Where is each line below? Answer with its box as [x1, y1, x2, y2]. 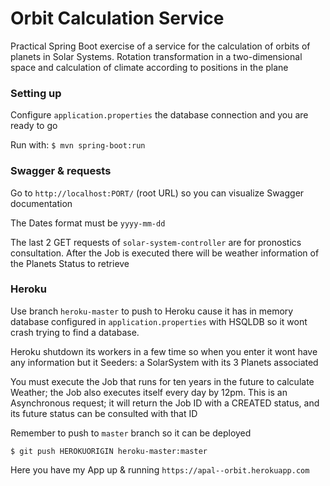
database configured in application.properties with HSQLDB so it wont [10, 315, 308, 327]
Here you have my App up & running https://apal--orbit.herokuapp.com [10, 463, 310, 476]
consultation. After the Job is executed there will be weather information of [10, 247, 320, 259]
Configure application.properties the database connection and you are [10, 109, 309, 121]
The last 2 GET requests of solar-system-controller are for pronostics [10, 236, 302, 248]
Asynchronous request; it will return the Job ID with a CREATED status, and [10, 397, 320, 409]
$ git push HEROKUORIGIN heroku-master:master [10, 446, 208, 456]
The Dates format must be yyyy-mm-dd [10, 217, 166, 229]
